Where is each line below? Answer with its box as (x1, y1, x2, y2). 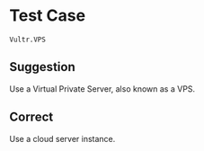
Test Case (9, 5, 86, 26)
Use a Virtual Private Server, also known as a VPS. (9, 83, 196, 94)
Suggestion (9, 59, 75, 75)
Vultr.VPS (9, 35, 47, 44)
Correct (9, 110, 54, 125)
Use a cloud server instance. (9, 133, 116, 144)
